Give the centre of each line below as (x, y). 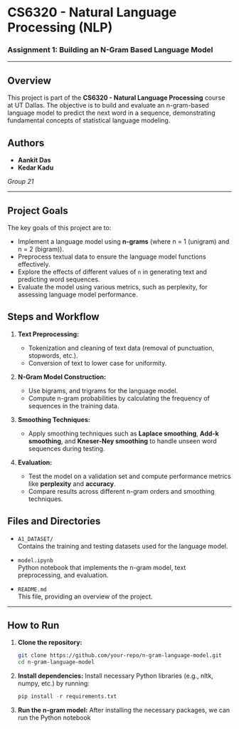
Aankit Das (34, 160)
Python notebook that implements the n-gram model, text (102, 567)
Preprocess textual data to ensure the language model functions (112, 257)
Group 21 (21, 182)
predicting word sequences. (59, 279)
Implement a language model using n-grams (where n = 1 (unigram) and (123, 241)
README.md (32, 589)
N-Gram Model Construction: (62, 377)
